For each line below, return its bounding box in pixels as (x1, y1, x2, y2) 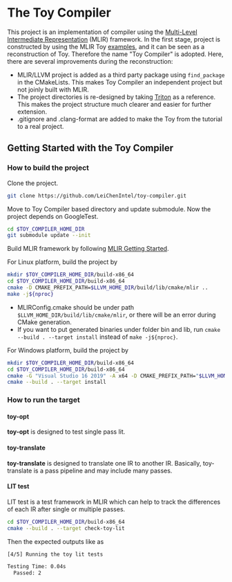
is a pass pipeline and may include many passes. (33, 466, 173, 475)
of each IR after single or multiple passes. (7, 504, 126, 513)
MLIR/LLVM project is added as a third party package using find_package (17, 71, 225, 79)
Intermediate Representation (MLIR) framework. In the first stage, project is (7, 35, 221, 43)
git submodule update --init (7, 232, 91, 239)
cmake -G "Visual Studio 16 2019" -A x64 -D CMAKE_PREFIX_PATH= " (7, 372, 199, 379)
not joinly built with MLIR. (17, 85, 90, 94)
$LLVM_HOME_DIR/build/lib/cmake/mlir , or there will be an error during (17, 310, 216, 319)
